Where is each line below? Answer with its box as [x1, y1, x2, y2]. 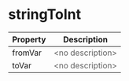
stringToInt [8, 6, 81, 24]
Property [12, 34, 46, 45]
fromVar [12, 47, 42, 58]
